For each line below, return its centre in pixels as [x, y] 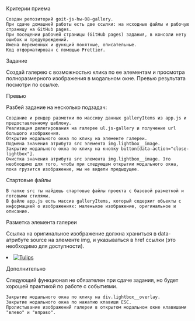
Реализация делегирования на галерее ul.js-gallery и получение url [91, 128]
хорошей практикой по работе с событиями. [62, 286]
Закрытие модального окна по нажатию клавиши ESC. [69, 302]
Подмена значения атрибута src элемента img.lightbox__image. [83, 144]
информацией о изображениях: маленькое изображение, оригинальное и [91, 206]
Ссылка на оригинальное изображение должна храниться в [81, 233]
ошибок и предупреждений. [37, 40]
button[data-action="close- [155, 149]
